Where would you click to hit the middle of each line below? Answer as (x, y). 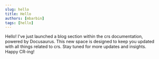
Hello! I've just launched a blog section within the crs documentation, (74, 36)
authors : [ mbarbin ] (25, 18)
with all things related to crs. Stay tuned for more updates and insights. (76, 47)
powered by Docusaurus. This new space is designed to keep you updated (80, 42)
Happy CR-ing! (20, 52)
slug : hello (17, 9)
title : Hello (18, 14)
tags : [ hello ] (19, 23)
